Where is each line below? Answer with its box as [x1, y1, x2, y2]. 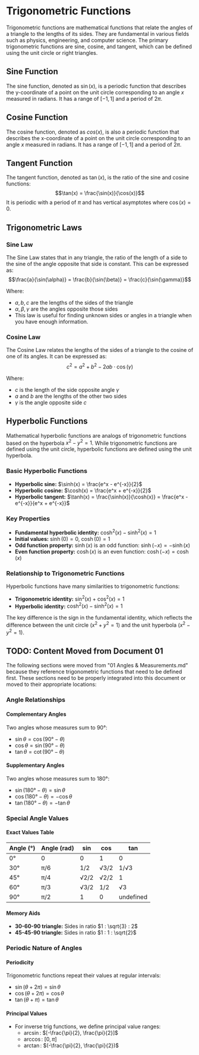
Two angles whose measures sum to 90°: [6, 723, 108, 731]
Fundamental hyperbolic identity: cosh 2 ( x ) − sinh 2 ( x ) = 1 [14, 528, 156, 536]
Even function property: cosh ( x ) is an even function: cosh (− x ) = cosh [14, 547, 189, 555]
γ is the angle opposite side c [14, 399, 87, 406]
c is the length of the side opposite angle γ [14, 386, 119, 394]
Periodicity [6, 958, 34, 966]
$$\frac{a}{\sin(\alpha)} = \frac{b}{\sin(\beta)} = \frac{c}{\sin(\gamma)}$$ [8, 276, 191, 283]
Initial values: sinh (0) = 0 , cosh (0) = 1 [14, 535, 110, 542]
